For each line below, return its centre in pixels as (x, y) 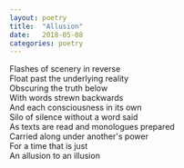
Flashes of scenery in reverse (65, 69)
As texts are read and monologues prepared (92, 127)
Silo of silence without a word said (74, 117)
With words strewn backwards (66, 98)
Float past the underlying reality (69, 79)
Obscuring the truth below (59, 88)
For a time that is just (49, 146)
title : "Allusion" (46, 26)
